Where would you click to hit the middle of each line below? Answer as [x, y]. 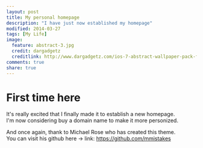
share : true [21, 68]
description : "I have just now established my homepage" [79, 23]
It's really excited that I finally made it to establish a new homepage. [91, 114]
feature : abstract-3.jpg [43, 46]
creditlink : [27, 57]
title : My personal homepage [43, 17]
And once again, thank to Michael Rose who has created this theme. [91, 132]
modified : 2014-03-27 [34, 29]
